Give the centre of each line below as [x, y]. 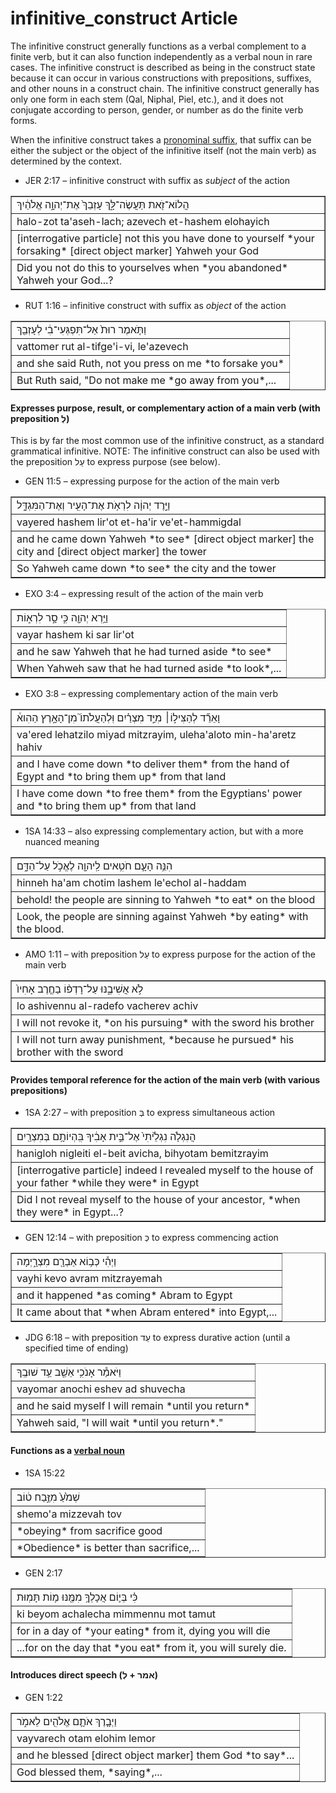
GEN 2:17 [43, 1573]
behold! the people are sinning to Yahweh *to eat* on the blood [166, 900]
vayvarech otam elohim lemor [86, 1738]
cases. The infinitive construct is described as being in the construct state [163, 67]
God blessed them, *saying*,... [89, 1772]
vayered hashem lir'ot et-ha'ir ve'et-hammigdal [129, 522]
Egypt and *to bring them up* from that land [121, 777]
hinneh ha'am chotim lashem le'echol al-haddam [131, 883]
